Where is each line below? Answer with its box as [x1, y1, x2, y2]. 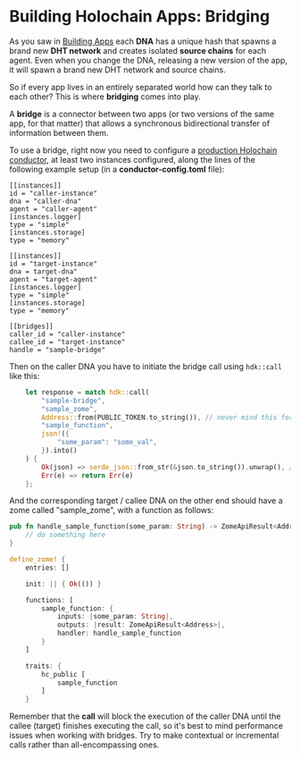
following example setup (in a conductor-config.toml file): [9, 164, 225, 174]
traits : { [25, 662, 62, 670]
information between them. [9, 127, 109, 138]
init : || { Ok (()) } [25, 579, 102, 588]
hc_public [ [41, 670, 87, 679]
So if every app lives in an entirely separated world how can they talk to [9, 81, 272, 92]
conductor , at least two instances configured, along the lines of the [9, 154, 256, 164]
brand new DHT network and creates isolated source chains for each [9, 45, 266, 55]
